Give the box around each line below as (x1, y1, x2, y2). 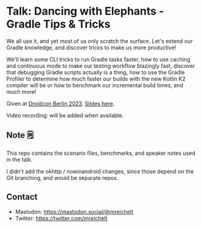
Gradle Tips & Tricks (6, 17, 111, 31)
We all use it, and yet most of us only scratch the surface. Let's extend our (6, 37, 193, 45)
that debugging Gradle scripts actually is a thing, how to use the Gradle (6, 68, 185, 76)
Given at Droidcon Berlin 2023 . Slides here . (6, 99, 115, 107)
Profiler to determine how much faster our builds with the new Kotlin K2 (6, 75, 186, 82)
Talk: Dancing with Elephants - (6, 4, 164, 18)
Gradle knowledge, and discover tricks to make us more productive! (6, 44, 177, 51)
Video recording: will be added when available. (6, 112, 124, 119)
